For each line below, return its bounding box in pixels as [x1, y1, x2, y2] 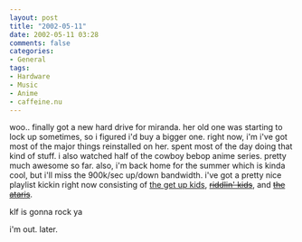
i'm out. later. [9, 224, 59, 235]
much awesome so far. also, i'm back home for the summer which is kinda [9, 160, 286, 172]
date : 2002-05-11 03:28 [9, 30, 99, 39]
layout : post [9, 13, 59, 23]
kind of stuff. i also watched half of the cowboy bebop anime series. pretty [9, 151, 287, 162]
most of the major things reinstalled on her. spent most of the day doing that [9, 141, 293, 152]
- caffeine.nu [9, 97, 63, 107]
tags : [9, 64, 30, 73]
